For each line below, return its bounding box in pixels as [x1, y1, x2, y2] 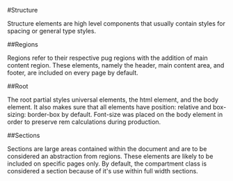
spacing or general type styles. [7, 27, 96, 35]
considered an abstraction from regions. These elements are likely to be [7, 152, 214, 160]
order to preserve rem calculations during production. [7, 118, 161, 126]
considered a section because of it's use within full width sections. [7, 167, 198, 175]
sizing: [7, 111, 26, 118]
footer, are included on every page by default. [7, 69, 139, 77]
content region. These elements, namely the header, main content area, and [7, 61, 225, 69]
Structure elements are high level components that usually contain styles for [7, 19, 226, 27]
